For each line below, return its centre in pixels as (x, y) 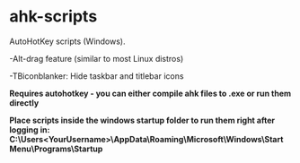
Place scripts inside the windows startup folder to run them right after (142, 120)
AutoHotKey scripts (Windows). (67, 41)
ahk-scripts (53, 17)
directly (24, 103)
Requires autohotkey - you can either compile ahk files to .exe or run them (150, 93)
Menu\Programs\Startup (56, 149)
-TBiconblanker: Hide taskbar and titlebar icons (97, 76)
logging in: (30, 129)
